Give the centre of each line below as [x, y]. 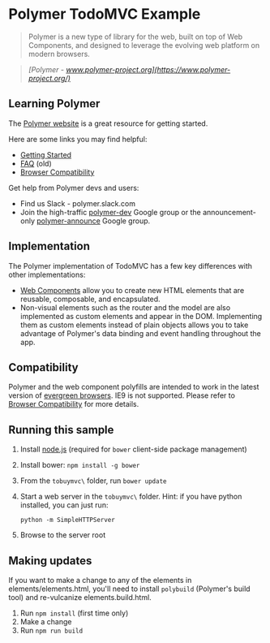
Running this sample [61, 430]
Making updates [50, 561]
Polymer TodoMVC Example [105, 14]
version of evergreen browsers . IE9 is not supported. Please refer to [122, 395]
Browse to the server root [63, 535]
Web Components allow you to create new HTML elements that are [132, 290]
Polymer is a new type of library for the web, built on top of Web [135, 37]
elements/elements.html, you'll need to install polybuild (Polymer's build [129, 589]
